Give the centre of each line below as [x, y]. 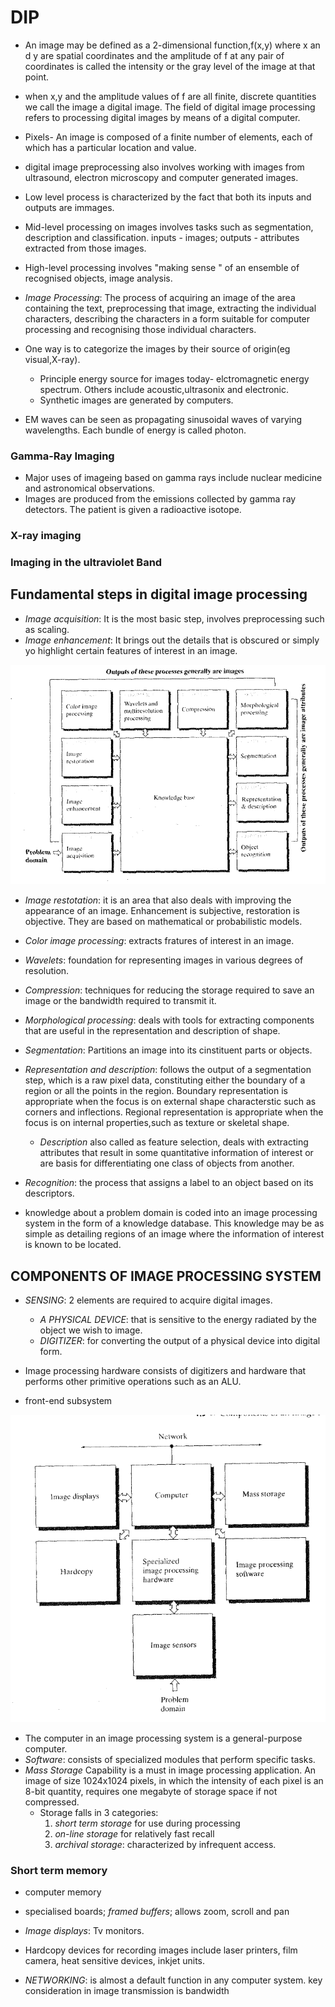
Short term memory [59, 1870]
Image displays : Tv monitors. [84, 1931]
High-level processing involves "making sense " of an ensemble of [162, 267]
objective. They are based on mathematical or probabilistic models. [163, 922]
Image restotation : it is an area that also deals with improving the [158, 900]
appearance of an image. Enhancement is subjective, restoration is [162, 911]
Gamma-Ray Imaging [62, 456]
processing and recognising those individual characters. [140, 329]
